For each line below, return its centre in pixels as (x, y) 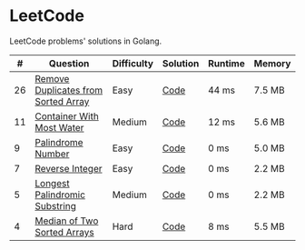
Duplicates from (69, 90)
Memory (272, 63)
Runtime (226, 63)
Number (52, 154)
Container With (67, 116)
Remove (52, 78)
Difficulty (133, 63)
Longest (52, 183)
